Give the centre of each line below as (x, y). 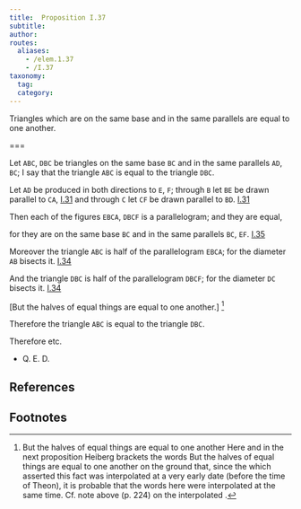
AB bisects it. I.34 (40, 260)
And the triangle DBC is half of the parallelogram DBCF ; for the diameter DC (142, 278)
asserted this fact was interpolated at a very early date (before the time (154, 476)
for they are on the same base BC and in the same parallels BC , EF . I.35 (138, 233)
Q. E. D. (36, 359)
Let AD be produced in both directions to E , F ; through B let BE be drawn (139, 189)
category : (35, 92)
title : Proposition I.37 (57, 18)
